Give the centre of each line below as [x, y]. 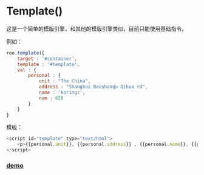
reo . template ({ [25, 53]
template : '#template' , [49, 64]
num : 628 [51, 98]
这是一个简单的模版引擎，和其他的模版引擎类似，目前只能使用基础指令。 [97, 28]
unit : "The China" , [65, 81]
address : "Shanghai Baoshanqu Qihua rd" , [93, 87]
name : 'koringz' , [62, 93]
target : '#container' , [47, 59]
